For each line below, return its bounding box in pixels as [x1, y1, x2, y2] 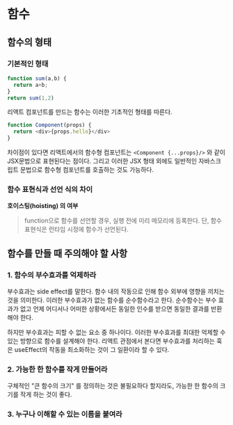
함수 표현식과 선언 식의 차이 [7, 184, 93, 194]
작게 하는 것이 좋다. [19, 390, 72, 399]
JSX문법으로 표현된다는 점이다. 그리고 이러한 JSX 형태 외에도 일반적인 [7, 157, 198, 165]
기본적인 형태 [7, 58, 49, 68]
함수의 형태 [7, 36, 52, 48]
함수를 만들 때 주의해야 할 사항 [7, 248, 128, 259]
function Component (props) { [7, 122, 92, 129]
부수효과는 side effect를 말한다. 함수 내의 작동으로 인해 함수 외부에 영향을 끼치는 [7, 287, 225, 296]
